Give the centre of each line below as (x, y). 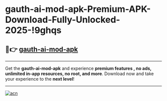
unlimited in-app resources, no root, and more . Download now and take (80, 74)
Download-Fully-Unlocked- (63, 20)
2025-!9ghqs (33, 30)
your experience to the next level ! (40, 79)
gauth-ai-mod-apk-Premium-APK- (78, 9)
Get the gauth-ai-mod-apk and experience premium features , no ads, (78, 68)
